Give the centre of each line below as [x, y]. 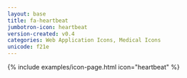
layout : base [27, 14]
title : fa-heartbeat [38, 21]
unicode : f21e [29, 47]
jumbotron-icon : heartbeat [47, 27]
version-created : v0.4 [41, 34]
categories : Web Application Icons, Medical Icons [84, 40]
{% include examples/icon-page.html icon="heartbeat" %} [93, 67]
